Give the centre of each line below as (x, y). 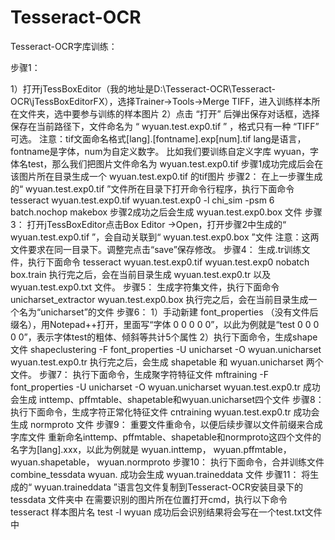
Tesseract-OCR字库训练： (64, 46)
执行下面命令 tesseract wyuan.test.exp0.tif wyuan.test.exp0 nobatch (168, 262)
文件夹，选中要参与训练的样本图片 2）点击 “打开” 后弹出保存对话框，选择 (169, 113)
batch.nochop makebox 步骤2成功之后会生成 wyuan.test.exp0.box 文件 (156, 212)
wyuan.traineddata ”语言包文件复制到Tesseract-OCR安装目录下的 (168, 487)
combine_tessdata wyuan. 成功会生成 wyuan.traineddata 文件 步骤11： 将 (160, 474)
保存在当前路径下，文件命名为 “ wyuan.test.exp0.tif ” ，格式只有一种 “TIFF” (165, 126)
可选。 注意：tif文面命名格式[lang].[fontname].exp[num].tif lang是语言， (158, 138)
